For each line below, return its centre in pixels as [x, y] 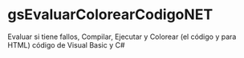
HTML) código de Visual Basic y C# [66, 44]
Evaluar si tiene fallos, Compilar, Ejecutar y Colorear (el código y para [122, 37]
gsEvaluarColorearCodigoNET [110, 15]
